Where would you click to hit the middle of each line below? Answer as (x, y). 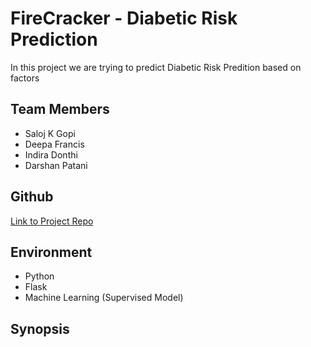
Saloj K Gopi (50, 133)
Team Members (60, 109)
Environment (51, 252)
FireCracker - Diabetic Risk (124, 18)
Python (39, 276)
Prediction (54, 39)
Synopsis (40, 328)
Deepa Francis (54, 144)
